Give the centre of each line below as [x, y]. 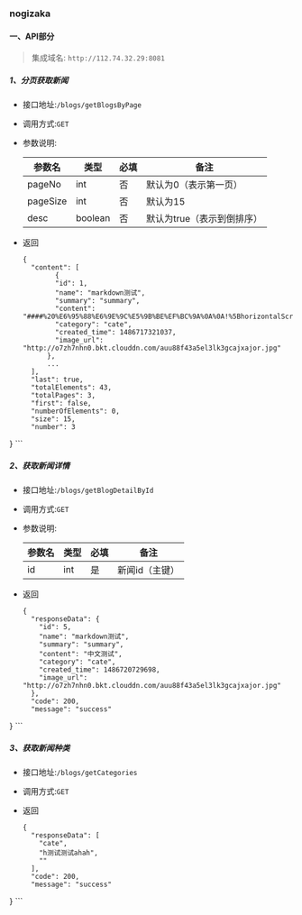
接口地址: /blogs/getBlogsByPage [82, 105]
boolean [93, 218]
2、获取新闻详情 [40, 465]
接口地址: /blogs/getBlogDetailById [88, 490]
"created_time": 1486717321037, [116, 333]
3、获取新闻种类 [40, 747]
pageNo [44, 185]
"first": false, [61, 404]
